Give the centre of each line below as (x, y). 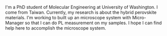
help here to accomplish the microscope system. (56, 28)
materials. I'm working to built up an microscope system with (68, 18)
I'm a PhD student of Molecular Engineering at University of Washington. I (81, 7)
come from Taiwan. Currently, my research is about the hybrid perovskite (81, 12)
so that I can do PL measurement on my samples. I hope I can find (93, 23)
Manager (15, 23)
